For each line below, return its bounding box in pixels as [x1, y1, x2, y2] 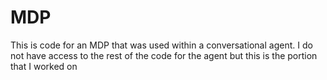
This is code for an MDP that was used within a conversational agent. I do [10, 39, 313, 51]
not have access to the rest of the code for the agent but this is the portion [10, 49, 318, 61]
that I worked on [10, 60, 78, 72]
